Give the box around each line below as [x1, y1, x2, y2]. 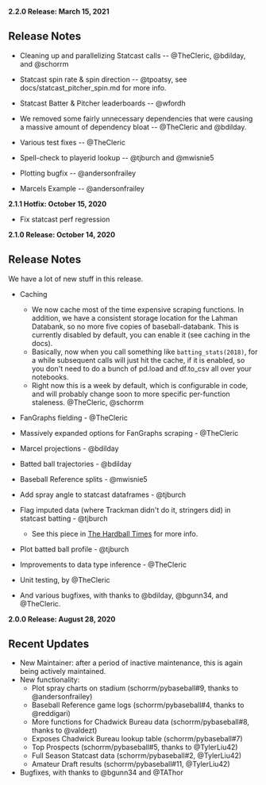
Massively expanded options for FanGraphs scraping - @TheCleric [19, 428, 239, 437]
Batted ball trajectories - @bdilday [19, 459, 133, 468]
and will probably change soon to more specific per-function [31, 389, 230, 398]
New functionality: [19, 675, 80, 685]
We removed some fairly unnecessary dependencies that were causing [19, 114, 253, 123]
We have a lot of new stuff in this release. [8, 274, 144, 283]
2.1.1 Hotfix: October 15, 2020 [8, 198, 107, 209]
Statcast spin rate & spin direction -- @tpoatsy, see [19, 75, 187, 84]
